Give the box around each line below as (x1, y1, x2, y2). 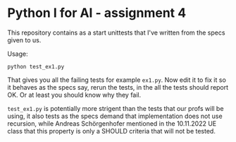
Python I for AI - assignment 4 (7, 5, 187, 21)
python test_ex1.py (7, 63, 65, 70)
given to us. (7, 35, 42, 44)
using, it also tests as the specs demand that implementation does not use (7, 112, 223, 120)
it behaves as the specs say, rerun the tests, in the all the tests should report (7, 83, 229, 91)
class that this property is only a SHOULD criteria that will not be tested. (7, 126, 216, 135)
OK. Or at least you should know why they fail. (7, 90, 142, 99)
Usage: (7, 49, 28, 58)
